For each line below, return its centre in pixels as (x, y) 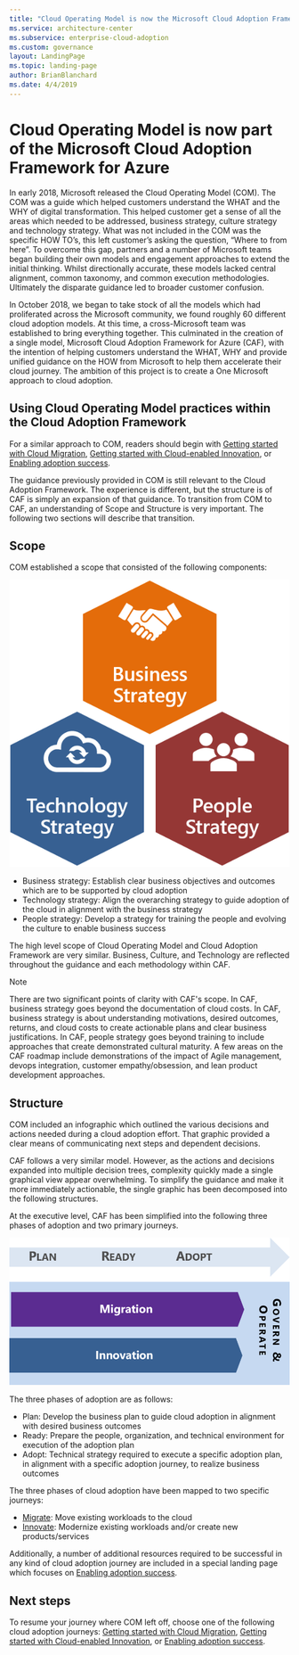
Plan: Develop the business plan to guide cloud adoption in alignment (149, 1417)
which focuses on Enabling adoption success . (93, 1573)
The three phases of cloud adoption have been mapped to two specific (139, 1491)
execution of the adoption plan (78, 1445)
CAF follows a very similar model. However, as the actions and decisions (142, 1161)
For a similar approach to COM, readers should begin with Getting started (144, 444)
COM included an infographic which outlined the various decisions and (139, 1124)
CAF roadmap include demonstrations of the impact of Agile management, (145, 1056)
